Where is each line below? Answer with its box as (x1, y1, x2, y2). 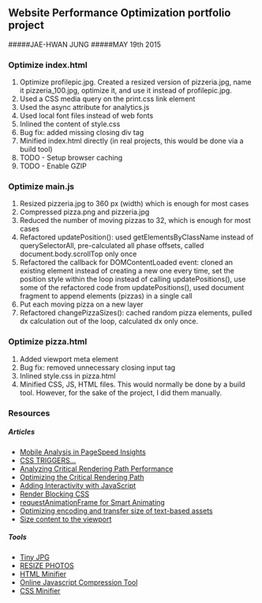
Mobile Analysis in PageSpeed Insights (19, 447, 146, 457)
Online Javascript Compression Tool (19, 577, 138, 587)
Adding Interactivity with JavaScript (19, 481, 137, 490)
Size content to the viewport (19, 514, 112, 524)
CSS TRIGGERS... (19, 455, 77, 465)
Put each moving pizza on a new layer (19, 300, 144, 309)
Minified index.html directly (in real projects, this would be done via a (19, 136, 244, 145)
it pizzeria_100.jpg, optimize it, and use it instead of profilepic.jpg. (19, 86, 233, 96)
